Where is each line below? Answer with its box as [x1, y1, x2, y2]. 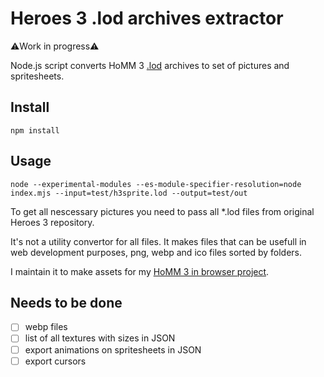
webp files [24, 321, 68, 333]
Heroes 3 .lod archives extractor [10, 7, 284, 30]
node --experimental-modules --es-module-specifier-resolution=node [10, 179, 302, 189]
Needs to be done [10, 294, 123, 311]
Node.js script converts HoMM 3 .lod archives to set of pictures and [10, 59, 290, 71]
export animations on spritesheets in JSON [24, 343, 202, 356]
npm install [10, 125, 60, 136]
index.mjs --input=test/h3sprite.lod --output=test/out [10, 188, 248, 198]
